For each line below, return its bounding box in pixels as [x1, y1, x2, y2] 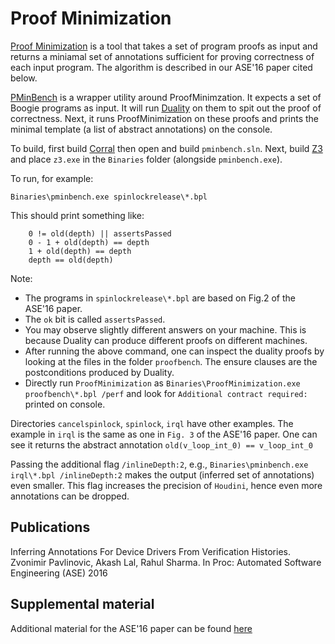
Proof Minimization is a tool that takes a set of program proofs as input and [10, 40, 318, 52]
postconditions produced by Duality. [24, 366, 175, 378]
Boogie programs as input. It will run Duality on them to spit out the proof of [10, 102, 322, 114]
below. [10, 72, 38, 84]
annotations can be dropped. [10, 490, 130, 502]
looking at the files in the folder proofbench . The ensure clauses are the [24, 355, 318, 367]
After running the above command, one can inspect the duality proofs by [24, 345, 325, 357]
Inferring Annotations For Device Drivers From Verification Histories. [10, 545, 291, 557]
